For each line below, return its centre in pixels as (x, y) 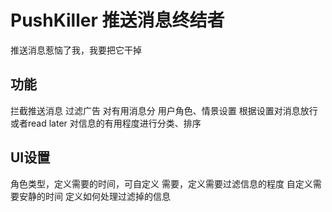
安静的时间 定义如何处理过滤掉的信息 (94, 196)
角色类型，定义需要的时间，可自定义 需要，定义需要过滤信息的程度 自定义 (161, 183)
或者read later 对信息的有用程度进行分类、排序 (106, 123)
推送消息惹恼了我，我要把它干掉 (76, 50)
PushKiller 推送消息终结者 (117, 20)
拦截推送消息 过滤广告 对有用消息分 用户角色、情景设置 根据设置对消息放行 (164, 110)
